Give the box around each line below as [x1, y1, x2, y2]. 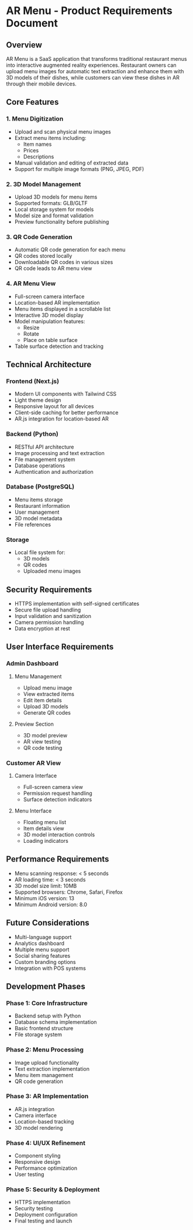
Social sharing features [14, 952, 71, 959]
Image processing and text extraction [14, 449, 105, 456]
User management [14, 508, 60, 515]
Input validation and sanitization [14, 612, 92, 619]
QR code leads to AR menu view [14, 265, 92, 272]
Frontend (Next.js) [6, 377, 60, 385]
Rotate [23, 330, 39, 337]
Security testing [14, 1205, 53, 1212]
